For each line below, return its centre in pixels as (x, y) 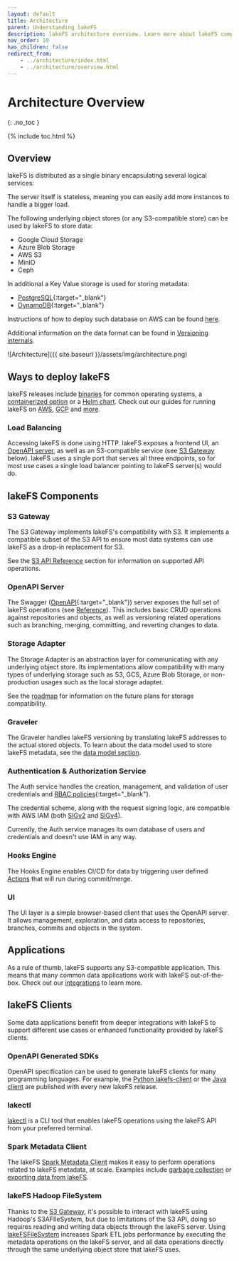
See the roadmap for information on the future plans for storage (101, 696)
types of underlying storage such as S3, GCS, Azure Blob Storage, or (108, 674)
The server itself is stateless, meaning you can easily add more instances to (118, 197)
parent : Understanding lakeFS (52, 27)
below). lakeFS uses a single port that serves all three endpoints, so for (111, 458)
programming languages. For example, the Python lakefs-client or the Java (117, 1079)
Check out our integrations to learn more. (82, 983)
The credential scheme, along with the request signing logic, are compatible (119, 808)
